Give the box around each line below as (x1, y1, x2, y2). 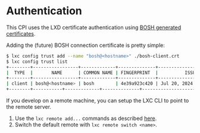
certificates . (6, 30, 36, 37)
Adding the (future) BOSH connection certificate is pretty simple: (6, 42, 165, 49)
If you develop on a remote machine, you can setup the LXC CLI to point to (6, 97, 189, 104)
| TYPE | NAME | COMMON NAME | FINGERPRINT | (6, 69, 159, 75)
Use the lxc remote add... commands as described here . (14, 115, 157, 122)
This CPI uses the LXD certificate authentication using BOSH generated (6, 24, 182, 31)
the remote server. (6, 103, 52, 110)
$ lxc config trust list (6, 58, 68, 65)
